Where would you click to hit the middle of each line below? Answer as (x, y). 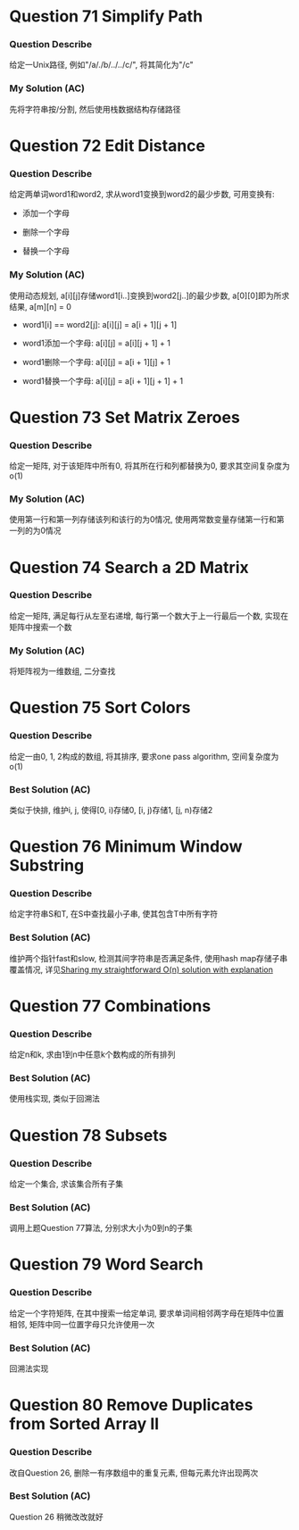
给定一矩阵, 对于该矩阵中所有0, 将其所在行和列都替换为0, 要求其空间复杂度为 (149, 466)
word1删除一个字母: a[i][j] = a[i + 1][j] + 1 (96, 362)
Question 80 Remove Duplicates (131, 1405)
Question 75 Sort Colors (100, 708)
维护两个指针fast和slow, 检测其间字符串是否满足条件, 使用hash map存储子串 (149, 958)
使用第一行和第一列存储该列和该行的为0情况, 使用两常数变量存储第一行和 (143, 520)
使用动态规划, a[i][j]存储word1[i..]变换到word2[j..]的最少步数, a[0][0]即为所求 (149, 295)
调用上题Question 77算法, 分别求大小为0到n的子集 (101, 1228)
